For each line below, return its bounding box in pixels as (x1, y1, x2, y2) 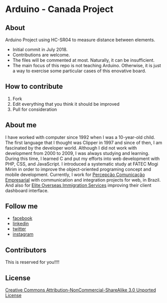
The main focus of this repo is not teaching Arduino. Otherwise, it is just (12, 63, 161, 68)
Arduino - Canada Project (5, 4, 114, 15)
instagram (12, 231, 34, 237)
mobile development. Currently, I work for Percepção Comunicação (5, 172, 145, 178)
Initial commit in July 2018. (12, 47, 68, 52)
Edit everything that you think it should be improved (12, 101, 120, 107)
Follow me (5, 202, 38, 211)
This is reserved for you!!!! (5, 259, 60, 265)
